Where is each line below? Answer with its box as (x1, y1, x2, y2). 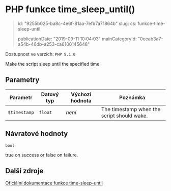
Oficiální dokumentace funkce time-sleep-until (5, 180, 103, 186)
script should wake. (101, 112, 148, 119)
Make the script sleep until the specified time (5, 61, 100, 67)
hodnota (70, 97, 92, 104)
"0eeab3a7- (137, 36, 163, 42)
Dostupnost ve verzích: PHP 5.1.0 (5, 51, 76, 57)
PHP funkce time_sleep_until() (5, 4, 135, 15)
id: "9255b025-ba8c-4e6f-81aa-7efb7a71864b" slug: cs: (17, 20, 136, 26)
